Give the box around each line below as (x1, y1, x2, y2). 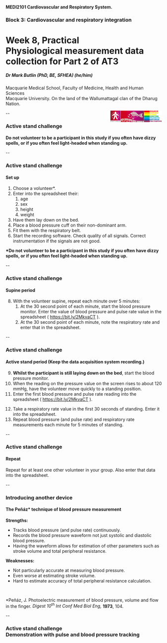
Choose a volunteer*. (12, 185, 56, 191)
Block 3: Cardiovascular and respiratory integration (5, 16, 132, 23)
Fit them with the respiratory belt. (12, 228, 81, 234)
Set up (5, 174, 19, 180)
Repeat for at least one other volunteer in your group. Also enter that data (5, 467, 156, 473)
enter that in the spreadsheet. (20, 325, 81, 331)
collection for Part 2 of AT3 (5, 56, 119, 67)
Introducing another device (5, 494, 73, 501)
